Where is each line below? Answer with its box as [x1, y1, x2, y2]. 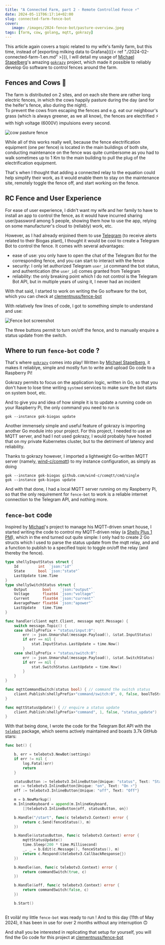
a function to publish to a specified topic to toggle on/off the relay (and [5, 545, 148, 551]
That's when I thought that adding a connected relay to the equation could [5, 169, 156, 175]
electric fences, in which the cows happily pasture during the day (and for [5, 97, 155, 103]
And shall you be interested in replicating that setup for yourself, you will [5, 929, 151, 935]
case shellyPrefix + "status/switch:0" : [14, 650, 98, 655]
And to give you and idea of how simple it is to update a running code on [5, 399, 152, 406]
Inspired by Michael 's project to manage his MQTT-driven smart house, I [5, 524, 152, 530]
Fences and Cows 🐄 [5, 79, 66, 87]
